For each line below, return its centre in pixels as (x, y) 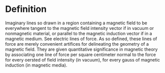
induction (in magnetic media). (36, 65)
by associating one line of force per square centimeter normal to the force (81, 54)
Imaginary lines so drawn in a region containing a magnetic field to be (76, 23)
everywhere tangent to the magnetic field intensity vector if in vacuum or (80, 28)
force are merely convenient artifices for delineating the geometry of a (77, 44)
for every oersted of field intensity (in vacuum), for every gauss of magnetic (82, 60)
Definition (26, 9)
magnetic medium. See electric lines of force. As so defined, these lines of (81, 39)
